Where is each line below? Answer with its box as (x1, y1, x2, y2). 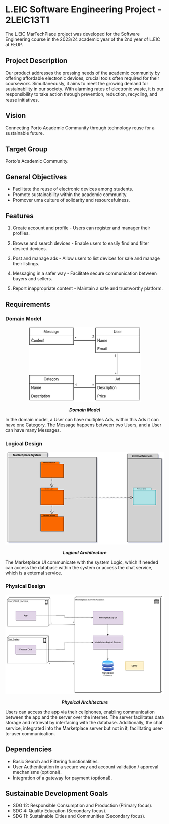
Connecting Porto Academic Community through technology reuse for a (5, 125, 155, 131)
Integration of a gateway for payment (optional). (12, 774, 112, 781)
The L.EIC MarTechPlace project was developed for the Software (5, 31, 140, 37)
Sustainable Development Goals (5, 789, 108, 798)
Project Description (5, 57, 68, 65)
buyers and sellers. (12, 276, 52, 281)
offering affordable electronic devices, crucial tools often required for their (5, 75, 160, 81)
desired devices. (12, 246, 47, 251)
